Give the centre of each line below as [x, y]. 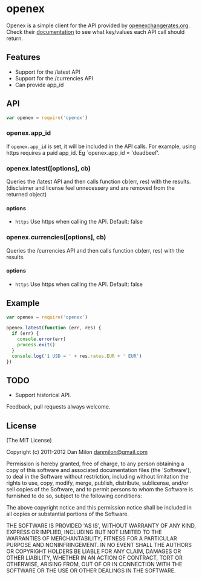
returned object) [27, 195]
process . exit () [36, 345]
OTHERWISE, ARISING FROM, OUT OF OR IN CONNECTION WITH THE [94, 564]
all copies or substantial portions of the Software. [67, 514]
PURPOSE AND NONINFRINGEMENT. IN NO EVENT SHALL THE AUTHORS [99, 545]
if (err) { [25, 334]
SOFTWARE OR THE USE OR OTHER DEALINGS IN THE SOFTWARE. [91, 571]
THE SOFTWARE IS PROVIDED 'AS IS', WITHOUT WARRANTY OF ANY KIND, [101, 526]
